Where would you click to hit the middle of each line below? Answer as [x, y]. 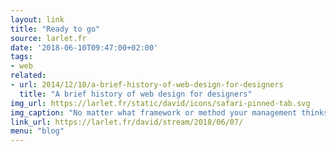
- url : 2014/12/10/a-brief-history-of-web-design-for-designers [147, 85]
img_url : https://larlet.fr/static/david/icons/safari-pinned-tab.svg [160, 103]
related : [28, 76]
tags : [21, 57]
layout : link [37, 19]
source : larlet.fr [48, 38]
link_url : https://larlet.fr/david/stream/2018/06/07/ [127, 122]
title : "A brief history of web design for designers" [136, 94]
